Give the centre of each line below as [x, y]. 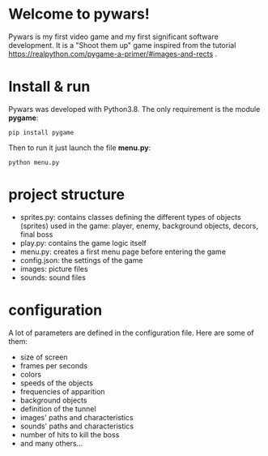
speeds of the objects [56, 383]
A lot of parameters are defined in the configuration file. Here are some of [131, 333]
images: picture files [54, 269]
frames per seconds [53, 365]
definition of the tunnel [58, 409]
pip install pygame [41, 132]
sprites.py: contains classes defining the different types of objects [130, 217]
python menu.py [34, 162]
